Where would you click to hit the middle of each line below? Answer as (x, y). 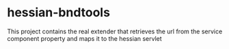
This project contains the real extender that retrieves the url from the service (115, 31)
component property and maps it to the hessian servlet (84, 38)
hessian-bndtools (59, 13)
